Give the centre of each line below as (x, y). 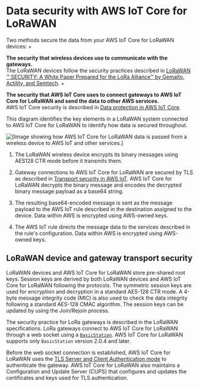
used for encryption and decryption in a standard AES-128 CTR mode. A (94, 291)
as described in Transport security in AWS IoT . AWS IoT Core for (93, 178)
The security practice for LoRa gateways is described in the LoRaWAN (92, 322)
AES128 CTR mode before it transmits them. (69, 161)
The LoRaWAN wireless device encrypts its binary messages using (96, 154)
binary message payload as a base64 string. (69, 191)
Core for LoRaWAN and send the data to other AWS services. (83, 101)
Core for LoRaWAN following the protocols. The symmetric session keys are (99, 285)
